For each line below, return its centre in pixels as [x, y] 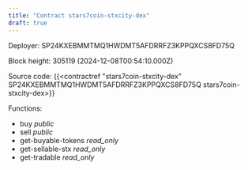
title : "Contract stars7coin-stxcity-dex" [79, 15]
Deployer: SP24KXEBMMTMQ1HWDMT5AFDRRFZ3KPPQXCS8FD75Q [122, 45]
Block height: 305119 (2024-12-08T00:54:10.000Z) [91, 61]
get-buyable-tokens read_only [69, 140]
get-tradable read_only [57, 157]
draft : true [28, 23]
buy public [37, 123]
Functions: [25, 108]
